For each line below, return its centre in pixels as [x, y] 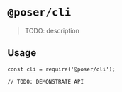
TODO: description [52, 30]
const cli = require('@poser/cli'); [61, 69]
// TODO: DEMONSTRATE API [45, 81]
